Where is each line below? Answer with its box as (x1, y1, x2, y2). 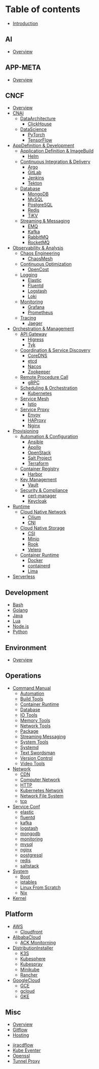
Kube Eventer (12, 1047, 41, 1053)
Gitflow (12, 1027, 28, 1033)
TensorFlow (27, 137, 53, 143)
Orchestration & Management (12, 326, 74, 332)
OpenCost (27, 266, 49, 272)
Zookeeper (27, 369, 51, 375)
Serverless (12, 574, 35, 580)
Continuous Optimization (20, 261, 72, 267)
